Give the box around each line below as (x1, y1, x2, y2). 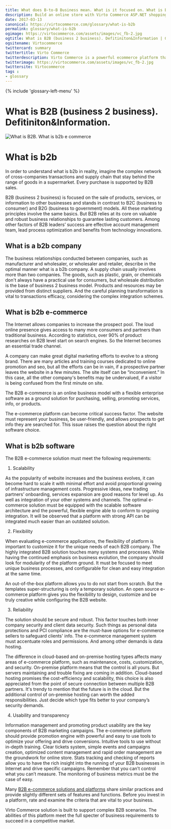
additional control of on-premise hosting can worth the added (5, 692, 135, 698)
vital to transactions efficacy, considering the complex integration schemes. (5, 293, 164, 299)
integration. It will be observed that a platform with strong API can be (5, 513, 150, 519)
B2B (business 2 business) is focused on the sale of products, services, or (5, 194, 161, 200)
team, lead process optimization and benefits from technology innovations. (5, 227, 163, 233)
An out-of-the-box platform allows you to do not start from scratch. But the (5, 581, 163, 587)
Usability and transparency (12, 712, 70, 718)
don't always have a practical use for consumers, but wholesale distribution (5, 277, 164, 283)
